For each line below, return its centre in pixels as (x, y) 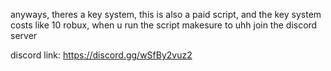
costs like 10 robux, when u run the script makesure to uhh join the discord (164, 25)
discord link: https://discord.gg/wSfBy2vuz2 (101, 55)
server (24, 35)
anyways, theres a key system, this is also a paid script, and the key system (166, 14)
